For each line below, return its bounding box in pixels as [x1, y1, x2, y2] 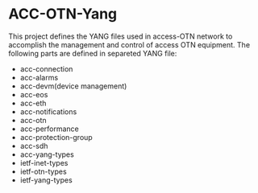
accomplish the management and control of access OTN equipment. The [8, 39, 251, 49]
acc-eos [19, 89, 48, 99]
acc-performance [19, 124, 79, 133]
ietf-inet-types [19, 158, 69, 167]
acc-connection [19, 64, 73, 73]
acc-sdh [19, 141, 48, 150]
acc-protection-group [19, 132, 93, 142]
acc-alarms [19, 72, 59, 82]
